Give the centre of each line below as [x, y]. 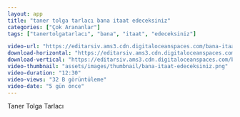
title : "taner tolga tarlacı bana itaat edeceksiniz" [89, 21]
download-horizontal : [40, 53]
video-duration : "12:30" [44, 73]
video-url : [24, 47]
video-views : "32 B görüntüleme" [57, 79]
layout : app [25, 14]
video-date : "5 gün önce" [46, 86]
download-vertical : [36, 60]
